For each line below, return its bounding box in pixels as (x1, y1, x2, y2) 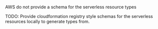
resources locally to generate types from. (5, 19, 90, 24)
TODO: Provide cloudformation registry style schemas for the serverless (5, 14, 153, 19)
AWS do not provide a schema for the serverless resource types (5, 4, 137, 10)
